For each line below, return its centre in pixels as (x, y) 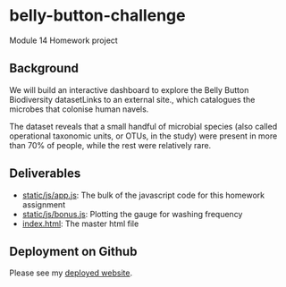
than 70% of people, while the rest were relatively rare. (110, 145)
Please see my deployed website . (71, 273)
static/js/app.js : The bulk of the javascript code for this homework (143, 195)
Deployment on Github (73, 251)
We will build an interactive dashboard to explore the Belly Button (129, 89)
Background (44, 68)
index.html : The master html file (80, 224)
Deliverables (45, 174)
